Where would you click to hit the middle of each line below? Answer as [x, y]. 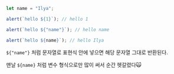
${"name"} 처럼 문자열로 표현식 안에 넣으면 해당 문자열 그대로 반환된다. [87, 52]
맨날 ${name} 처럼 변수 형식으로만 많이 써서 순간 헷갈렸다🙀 [74, 65]
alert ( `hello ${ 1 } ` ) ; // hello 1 [47, 19]
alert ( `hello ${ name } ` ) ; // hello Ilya [55, 40]
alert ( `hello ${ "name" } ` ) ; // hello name [58, 29]
